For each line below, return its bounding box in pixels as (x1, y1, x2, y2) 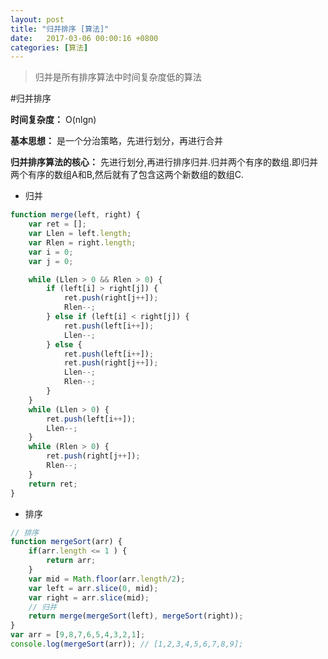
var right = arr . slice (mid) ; (28, 592, 150, 603)
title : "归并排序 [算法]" (10, 24, 110, 34)
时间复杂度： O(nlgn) (10, 114, 97, 126)
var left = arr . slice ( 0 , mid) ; (28, 583, 159, 593)
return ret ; (28, 479, 78, 489)
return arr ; (46, 556, 97, 566)
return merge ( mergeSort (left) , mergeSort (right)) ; (28, 611, 244, 621)
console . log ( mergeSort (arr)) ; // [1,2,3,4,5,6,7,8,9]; (10, 639, 244, 649)
